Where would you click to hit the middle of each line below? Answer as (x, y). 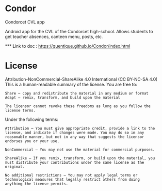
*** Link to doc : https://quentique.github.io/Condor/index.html (68, 46)
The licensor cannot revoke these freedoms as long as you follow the (78, 106)
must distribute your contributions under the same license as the (75, 162)
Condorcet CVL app (25, 22)
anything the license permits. (37, 184)
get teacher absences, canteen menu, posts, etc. (54, 37)
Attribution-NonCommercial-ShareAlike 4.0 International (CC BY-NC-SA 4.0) (81, 79)
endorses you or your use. (32, 141)
